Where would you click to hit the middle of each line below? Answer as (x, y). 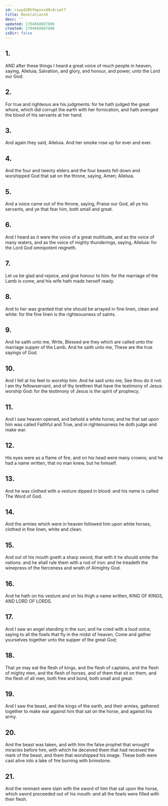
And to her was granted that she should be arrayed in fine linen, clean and (82, 309)
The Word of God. (24, 496)
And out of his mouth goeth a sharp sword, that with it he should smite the (82, 557)
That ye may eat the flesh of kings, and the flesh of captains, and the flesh (82, 667)
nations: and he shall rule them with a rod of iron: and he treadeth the (76, 562)
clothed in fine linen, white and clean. (44, 529)
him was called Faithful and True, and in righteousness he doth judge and (81, 424)
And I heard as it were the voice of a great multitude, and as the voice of (80, 237)
